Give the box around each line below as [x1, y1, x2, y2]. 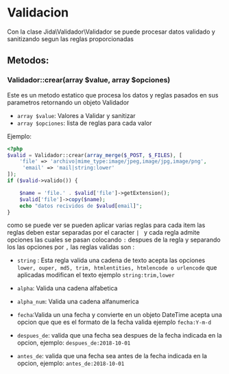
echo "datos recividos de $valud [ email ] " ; [19, 202, 143, 209]
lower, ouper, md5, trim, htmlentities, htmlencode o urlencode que [16, 264, 217, 272]
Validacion [7, 5, 69, 21]
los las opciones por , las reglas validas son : [7, 243, 135, 251]
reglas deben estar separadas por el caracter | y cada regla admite [7, 229, 200, 237]
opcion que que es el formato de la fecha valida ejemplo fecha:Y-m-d [16, 318, 211, 327]
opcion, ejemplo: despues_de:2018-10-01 [16, 338, 131, 347]
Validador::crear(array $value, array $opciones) [7, 75, 171, 85]
